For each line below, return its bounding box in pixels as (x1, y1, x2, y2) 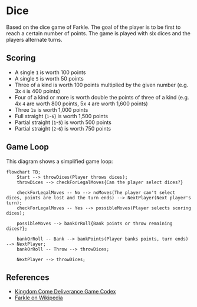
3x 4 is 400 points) (14, 87, 61, 95)
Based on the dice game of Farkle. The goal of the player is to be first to (6, 24, 181, 31)
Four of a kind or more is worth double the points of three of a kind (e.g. (14, 94, 189, 101)
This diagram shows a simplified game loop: (6, 158, 113, 165)
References (6, 272, 50, 282)
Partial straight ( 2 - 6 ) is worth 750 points (14, 125, 111, 132)
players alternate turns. (6, 36, 63, 43)
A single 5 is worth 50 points (14, 75, 84, 82)
